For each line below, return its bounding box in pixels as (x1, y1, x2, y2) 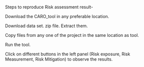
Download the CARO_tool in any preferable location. (5, 14, 109, 19)
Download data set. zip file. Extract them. (5, 23, 88, 29)
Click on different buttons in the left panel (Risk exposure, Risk (5, 51, 130, 57)
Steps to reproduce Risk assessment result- (5, 4, 93, 10)
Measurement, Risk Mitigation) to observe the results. (5, 56, 113, 62)
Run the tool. (5, 42, 31, 48)
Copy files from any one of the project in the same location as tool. (5, 33, 139, 38)
